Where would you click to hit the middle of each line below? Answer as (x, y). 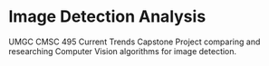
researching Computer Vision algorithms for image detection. (123, 51)
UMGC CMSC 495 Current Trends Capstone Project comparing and (134, 42)
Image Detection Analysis (107, 17)
